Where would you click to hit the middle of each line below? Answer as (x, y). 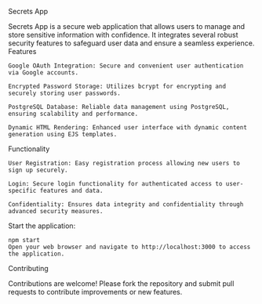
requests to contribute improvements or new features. (95, 292)
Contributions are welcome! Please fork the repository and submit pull (121, 284)
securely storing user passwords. (65, 93)
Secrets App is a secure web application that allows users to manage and (127, 26)
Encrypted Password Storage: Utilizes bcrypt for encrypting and (117, 86)
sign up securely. (38, 170)
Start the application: (42, 226)
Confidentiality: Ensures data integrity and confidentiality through (126, 204)
